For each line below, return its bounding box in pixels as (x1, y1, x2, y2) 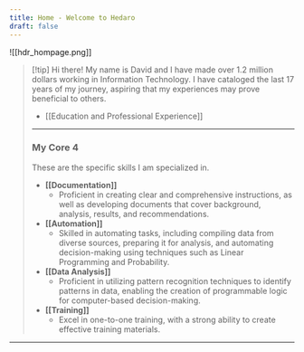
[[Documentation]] (44, 179, 118, 190)
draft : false (9, 22, 59, 31)
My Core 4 (31, 141, 80, 154)
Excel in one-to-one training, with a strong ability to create (58, 314, 276, 325)
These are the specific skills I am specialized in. (31, 162, 210, 173)
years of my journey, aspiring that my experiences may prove (31, 83, 261, 94)
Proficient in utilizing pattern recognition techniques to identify (58, 275, 292, 286)
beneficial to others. (31, 92, 107, 104)
